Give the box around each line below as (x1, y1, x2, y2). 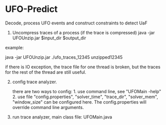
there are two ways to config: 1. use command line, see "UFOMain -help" (12, 88, 162, 94)
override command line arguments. (12, 104, 84, 110)
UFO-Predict (5, 3, 58, 15)
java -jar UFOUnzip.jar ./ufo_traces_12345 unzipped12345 (5, 54, 123, 60)
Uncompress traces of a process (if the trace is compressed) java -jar (12, 29, 155, 35)
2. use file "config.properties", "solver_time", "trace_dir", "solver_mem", (12, 94, 159, 100)
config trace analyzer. (12, 79, 57, 85)
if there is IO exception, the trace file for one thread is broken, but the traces (5, 64, 161, 70)
